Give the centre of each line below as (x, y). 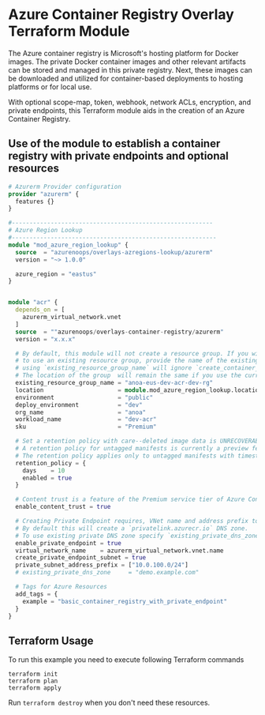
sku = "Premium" (86, 427)
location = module (81, 390)
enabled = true (47, 478)
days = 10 (44, 470)
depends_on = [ (40, 310)
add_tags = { (37, 594)
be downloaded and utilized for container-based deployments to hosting (125, 78)
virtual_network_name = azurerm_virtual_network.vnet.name (119, 551)
